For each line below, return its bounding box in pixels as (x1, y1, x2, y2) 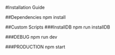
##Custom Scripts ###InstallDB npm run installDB (5, 24, 110, 30)
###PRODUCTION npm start (5, 44, 65, 50)
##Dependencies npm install (5, 14, 66, 20)
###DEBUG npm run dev (5, 34, 58, 40)
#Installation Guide (5, 5, 45, 10)
